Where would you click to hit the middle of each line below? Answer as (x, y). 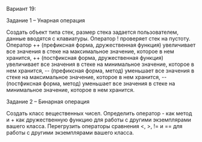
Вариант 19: (21, 9)
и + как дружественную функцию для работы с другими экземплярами (99, 120)
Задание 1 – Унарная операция (46, 20)
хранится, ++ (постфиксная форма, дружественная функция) (85, 58)
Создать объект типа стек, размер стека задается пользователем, (93, 32)
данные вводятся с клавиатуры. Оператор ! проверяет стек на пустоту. (99, 38)
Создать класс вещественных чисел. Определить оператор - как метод (99, 113)
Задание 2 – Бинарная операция (48, 102)
